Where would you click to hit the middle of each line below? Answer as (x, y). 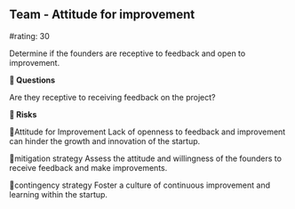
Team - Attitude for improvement (102, 15)
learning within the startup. (59, 194)
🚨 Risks (23, 114)
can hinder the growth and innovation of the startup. (105, 141)
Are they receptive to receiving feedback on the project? (112, 97)
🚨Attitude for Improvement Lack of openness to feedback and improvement (147, 132)
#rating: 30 (30, 36)
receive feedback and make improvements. (88, 167)
